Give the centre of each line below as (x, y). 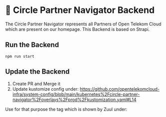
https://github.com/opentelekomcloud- (120, 89)
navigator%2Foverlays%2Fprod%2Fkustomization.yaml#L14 (74, 100)
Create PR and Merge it (36, 84)
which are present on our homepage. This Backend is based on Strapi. (78, 29)
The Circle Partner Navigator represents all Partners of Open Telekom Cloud (83, 24)
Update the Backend (37, 72)
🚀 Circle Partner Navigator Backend (80, 10)
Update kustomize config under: (45, 89)
